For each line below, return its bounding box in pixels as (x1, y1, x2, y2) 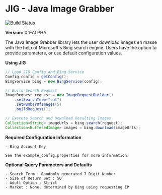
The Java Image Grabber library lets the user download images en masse (5, 39, 157, 45)
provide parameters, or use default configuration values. (5, 50, 122, 56)
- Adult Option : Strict (5, 180, 57, 185)
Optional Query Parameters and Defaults (5, 162, 92, 168)
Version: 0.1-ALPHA (5, 29, 47, 35)
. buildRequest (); (14, 107, 51, 112)
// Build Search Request (5, 88, 57, 93)
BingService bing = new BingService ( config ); (5, 79, 102, 84)
